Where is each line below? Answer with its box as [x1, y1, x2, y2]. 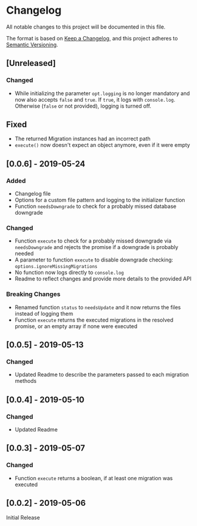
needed [14, 250, 34, 257]
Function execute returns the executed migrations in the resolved [14, 316, 174, 323]
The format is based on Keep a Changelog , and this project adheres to [6, 34, 178, 42]
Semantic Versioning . [6, 41, 58, 48]
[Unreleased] [6, 58, 56, 68]
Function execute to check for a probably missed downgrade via [14, 237, 172, 244]
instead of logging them [14, 310, 73, 317]
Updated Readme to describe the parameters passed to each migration [14, 371, 189, 378]
